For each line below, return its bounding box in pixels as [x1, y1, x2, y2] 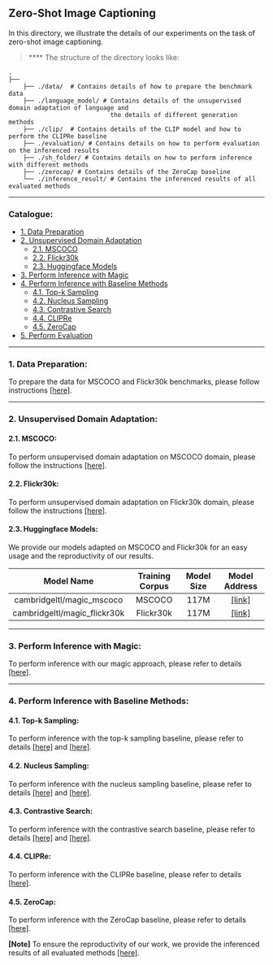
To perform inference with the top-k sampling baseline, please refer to [8, 733, 244, 743]
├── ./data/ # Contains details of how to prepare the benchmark [23, 82, 253, 90]
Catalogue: [8, 208, 54, 220]
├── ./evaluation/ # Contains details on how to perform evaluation [23, 139, 260, 147]
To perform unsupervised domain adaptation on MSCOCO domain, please [8, 451, 256, 462]
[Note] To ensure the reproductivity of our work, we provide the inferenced [8, 939, 260, 950]
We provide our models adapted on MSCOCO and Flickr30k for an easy [8, 542, 248, 552]
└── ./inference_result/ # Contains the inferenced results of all [23, 175, 256, 183]
